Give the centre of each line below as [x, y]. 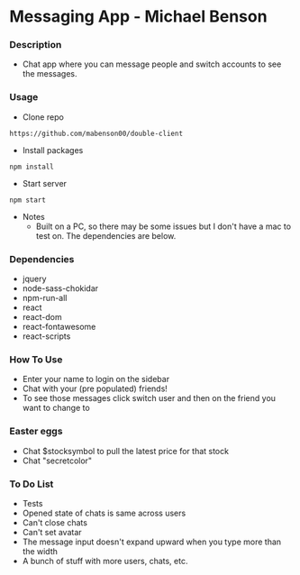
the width [40, 551]
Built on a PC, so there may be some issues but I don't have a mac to [163, 226]
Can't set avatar [52, 532]
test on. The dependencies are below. [106, 235]
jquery [34, 279]
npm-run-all [45, 298]
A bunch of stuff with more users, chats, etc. [105, 561]
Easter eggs [36, 432]
